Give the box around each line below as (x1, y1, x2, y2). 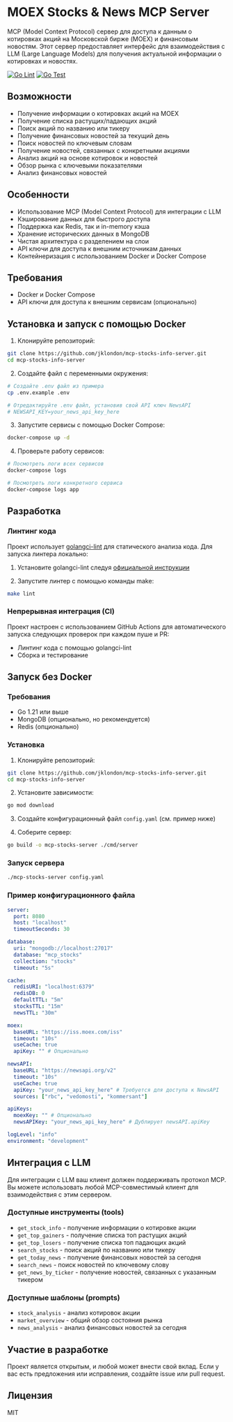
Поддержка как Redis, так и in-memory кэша (17, 222, 150, 230)
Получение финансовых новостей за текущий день (17, 131, 170, 140)
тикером (17, 1275, 43, 1284)
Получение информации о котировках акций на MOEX (17, 109, 179, 117)
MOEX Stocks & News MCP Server (7, 4, 210, 20)
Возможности (7, 91, 72, 103)
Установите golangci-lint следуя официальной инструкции (17, 563, 190, 571)
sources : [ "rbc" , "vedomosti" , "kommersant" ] (13, 1093, 148, 1100)
